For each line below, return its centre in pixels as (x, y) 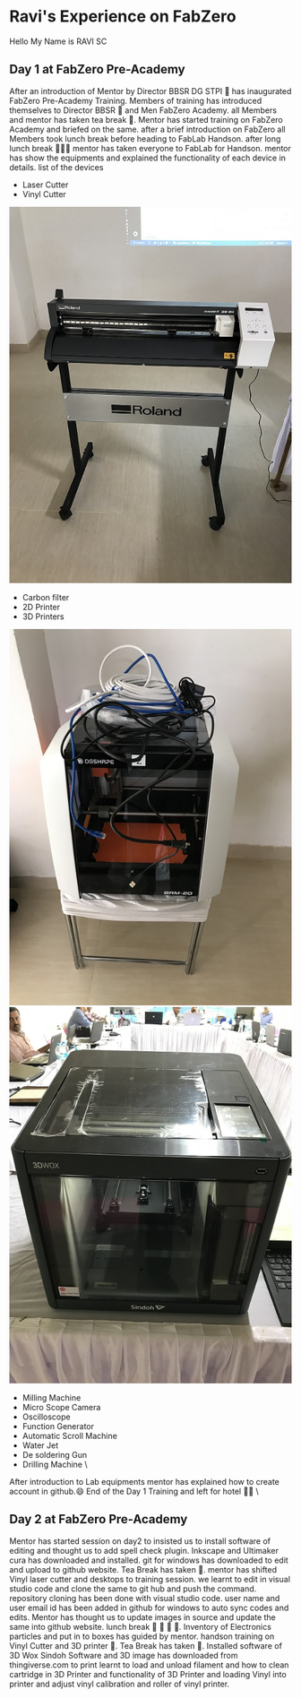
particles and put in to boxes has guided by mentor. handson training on (142, 1636)
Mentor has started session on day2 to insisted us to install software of (140, 1541)
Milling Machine (52, 1397)
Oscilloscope (46, 1417)
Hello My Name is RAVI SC (58, 41)
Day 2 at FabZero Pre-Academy (99, 1519)
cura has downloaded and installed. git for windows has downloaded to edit (149, 1560)
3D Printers (43, 616)
